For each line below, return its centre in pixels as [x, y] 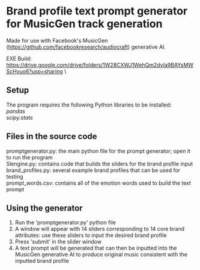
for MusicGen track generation [84, 24]
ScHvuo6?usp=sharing [35, 71]
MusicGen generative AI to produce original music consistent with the [101, 254]
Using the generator [44, 208]
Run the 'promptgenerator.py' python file [65, 222]
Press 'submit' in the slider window [58, 242]
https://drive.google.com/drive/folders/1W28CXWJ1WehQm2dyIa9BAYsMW [100, 65]
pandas [16, 111]
